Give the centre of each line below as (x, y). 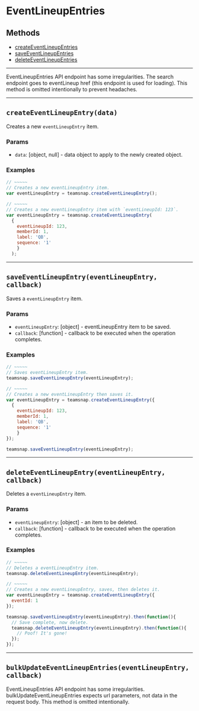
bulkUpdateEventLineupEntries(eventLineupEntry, (98, 668)
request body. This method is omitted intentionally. (68, 702)
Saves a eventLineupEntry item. (44, 299)
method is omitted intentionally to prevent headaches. (72, 89)
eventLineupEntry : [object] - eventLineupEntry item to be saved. (93, 326)
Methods (23, 33)
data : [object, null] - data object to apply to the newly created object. (99, 155)
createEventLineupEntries (46, 47)
